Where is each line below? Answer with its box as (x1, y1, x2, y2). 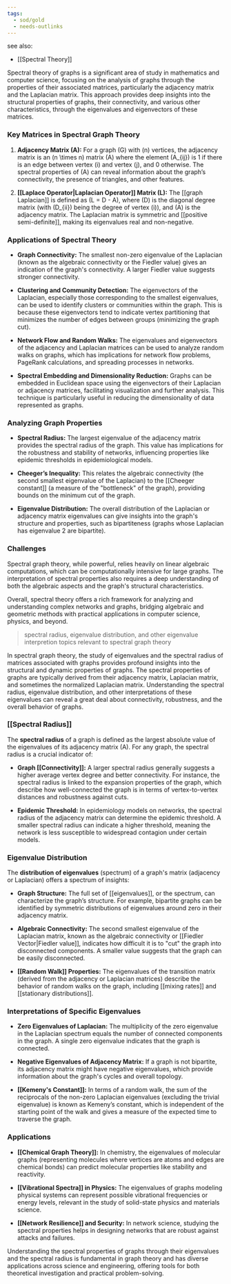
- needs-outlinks (13, 23, 63, 30)
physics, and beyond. (7, 617, 68, 625)
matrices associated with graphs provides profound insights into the (7, 658, 201, 667)
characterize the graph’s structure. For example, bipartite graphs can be (17, 897, 222, 905)
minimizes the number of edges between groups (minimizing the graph (17, 315, 219, 323)
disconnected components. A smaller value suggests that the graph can (17, 947, 222, 955)
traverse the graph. (17, 1115, 72, 1123)
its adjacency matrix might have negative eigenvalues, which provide (17, 1065, 214, 1073)
